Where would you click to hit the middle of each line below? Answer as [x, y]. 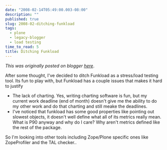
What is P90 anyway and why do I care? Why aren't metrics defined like [86, 122]
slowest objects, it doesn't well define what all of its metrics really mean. [87, 117]
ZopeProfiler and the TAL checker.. [41, 142]
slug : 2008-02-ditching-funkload [40, 24]
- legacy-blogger [28, 38]
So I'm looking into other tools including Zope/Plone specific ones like [77, 137]
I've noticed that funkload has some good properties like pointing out [83, 111]
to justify [14, 86]
